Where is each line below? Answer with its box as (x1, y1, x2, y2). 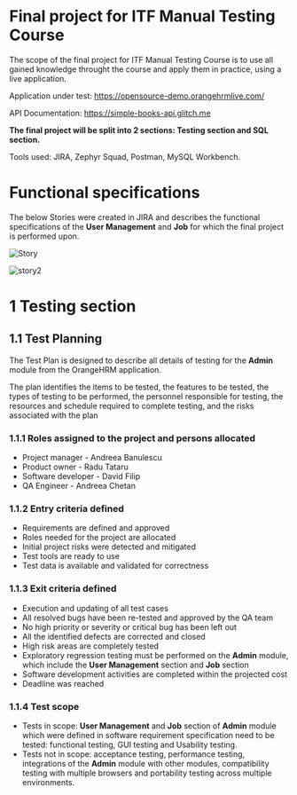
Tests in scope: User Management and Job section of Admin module (21, 720, 277, 731)
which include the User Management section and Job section (21, 659, 250, 670)
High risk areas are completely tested (21, 641, 160, 651)
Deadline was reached (21, 678, 105, 689)
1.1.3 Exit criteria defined (9, 583, 117, 595)
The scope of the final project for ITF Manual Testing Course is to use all (9, 54, 273, 65)
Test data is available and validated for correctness (21, 561, 209, 571)
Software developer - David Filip (21, 471, 140, 482)
